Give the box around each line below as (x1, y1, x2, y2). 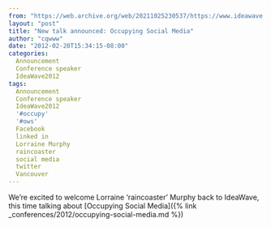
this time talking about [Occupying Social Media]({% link (8, 201, 197, 211)
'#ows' (15, 118, 38, 126)
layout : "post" (8, 19, 60, 28)
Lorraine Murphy (15, 139, 71, 148)
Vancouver (15, 170, 49, 178)
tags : (8, 79, 27, 88)
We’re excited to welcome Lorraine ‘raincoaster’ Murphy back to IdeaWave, (8, 192, 260, 202)
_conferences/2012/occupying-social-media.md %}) (8, 210, 184, 219)
